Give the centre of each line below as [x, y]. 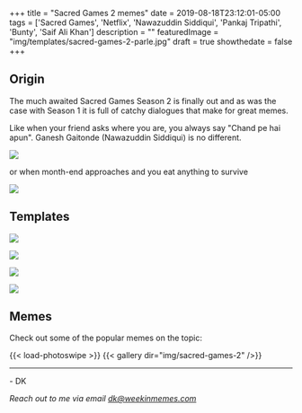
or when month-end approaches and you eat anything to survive [129, 171]
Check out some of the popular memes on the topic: [106, 338]
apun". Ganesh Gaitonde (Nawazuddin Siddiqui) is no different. [125, 137]
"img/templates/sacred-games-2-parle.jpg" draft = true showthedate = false [151, 41]
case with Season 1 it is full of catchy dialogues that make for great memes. [149, 110]
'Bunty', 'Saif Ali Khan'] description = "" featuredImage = [114, 32]
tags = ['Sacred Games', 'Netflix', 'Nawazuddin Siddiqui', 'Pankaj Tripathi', [146, 22]
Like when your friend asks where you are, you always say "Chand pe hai [145, 127]
